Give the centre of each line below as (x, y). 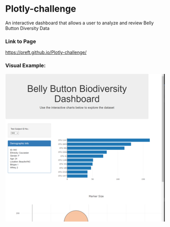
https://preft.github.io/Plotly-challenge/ (46, 52)
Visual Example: (26, 65)
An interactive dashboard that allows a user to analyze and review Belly (80, 23)
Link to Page (21, 41)
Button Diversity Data (27, 28)
